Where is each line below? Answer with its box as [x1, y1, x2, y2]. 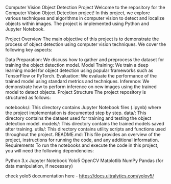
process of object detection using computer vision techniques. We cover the [5, 41, 166, 47]
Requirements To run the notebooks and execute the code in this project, [5, 142, 159, 148]
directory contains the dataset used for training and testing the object [5, 115, 152, 121]
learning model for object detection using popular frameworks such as [5, 67, 154, 73]
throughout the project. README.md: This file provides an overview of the [5, 132, 161, 137]
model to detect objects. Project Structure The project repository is [5, 89, 146, 95]
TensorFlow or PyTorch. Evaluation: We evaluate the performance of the [5, 73, 157, 78]
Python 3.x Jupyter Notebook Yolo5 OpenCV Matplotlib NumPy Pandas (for [5, 157, 164, 164]
